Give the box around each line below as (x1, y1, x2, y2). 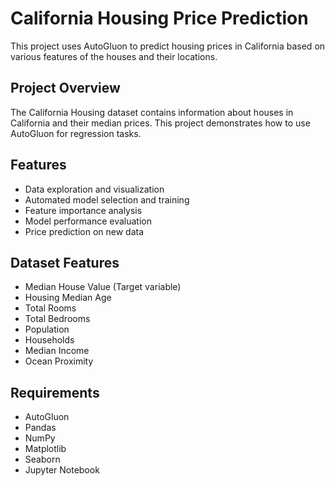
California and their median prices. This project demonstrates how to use (10, 117, 311, 129)
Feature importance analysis (24, 204, 143, 216)
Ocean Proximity (24, 355, 94, 367)
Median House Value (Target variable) (24, 281, 182, 293)
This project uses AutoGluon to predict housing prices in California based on (10, 40, 326, 52)
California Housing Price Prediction (10, 7, 309, 30)
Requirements (10, 384, 100, 401)
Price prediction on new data (24, 225, 145, 237)
